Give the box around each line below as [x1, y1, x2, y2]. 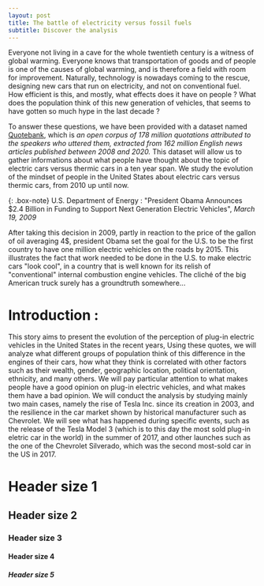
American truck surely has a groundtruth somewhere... [8, 278, 186, 288]
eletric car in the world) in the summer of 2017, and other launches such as [8, 433, 251, 442]
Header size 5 [8, 570, 55, 579]
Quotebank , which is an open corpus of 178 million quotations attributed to [8, 130, 251, 140]
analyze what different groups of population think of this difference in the [8, 349, 246, 359]
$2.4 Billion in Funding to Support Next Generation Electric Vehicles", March [8, 205, 255, 214]
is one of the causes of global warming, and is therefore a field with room [8, 65, 247, 74]
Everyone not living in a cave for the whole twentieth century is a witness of [8, 48, 255, 58]
